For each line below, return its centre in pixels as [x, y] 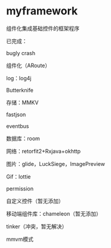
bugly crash [21, 53]
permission [20, 188]
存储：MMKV [22, 102]
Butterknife [20, 90]
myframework [42, 11]
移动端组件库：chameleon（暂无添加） [54, 213]
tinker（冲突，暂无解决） [37, 226]
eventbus [18, 126]
